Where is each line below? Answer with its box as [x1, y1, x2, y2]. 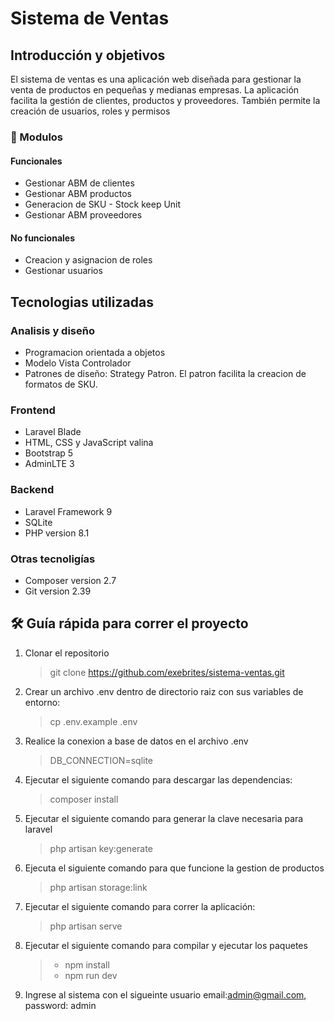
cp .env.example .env [49, 715, 138, 727]
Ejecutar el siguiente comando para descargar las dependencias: [24, 773, 293, 786]
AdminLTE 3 [24, 458, 75, 470]
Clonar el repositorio [24, 647, 110, 659]
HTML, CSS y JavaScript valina [24, 437, 154, 449]
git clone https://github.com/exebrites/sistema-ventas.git [49, 666, 285, 678]
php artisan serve [49, 920, 123, 932]
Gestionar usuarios [24, 265, 103, 277]
